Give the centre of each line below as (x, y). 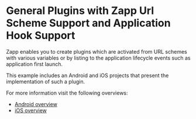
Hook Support (41, 36)
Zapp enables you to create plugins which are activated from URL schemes (97, 51)
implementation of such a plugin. (46, 81)
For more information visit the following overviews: (67, 93)
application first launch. (35, 64)
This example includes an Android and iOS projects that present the (87, 75)
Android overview (36, 104)
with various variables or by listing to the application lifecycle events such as (98, 58)
